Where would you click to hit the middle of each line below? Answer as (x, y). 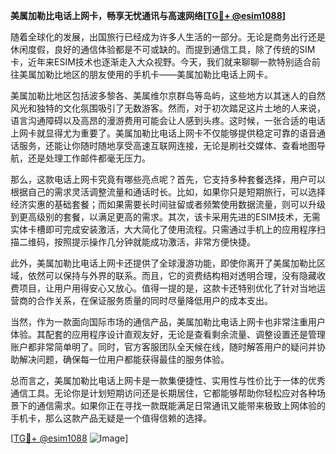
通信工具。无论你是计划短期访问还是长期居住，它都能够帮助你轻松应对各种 (163, 393)
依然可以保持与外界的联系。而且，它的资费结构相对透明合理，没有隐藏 (172, 275)
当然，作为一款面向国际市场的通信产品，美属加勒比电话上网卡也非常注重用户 (168, 322)
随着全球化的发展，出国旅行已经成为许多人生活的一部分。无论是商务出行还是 (168, 37)
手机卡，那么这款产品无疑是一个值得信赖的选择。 (111, 418)
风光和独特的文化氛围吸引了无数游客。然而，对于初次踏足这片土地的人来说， (168, 108)
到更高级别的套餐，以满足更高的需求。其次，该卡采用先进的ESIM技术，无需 (165, 217)
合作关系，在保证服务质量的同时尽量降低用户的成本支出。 (154, 300)
